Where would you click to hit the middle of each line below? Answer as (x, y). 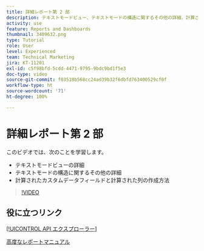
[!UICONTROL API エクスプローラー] (52, 229)
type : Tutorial (25, 40)
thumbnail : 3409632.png (36, 35)
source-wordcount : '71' (36, 91)
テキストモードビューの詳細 (50, 165)
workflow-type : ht (29, 86)
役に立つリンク (34, 213)
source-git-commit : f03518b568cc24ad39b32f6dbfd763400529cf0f (87, 80)
